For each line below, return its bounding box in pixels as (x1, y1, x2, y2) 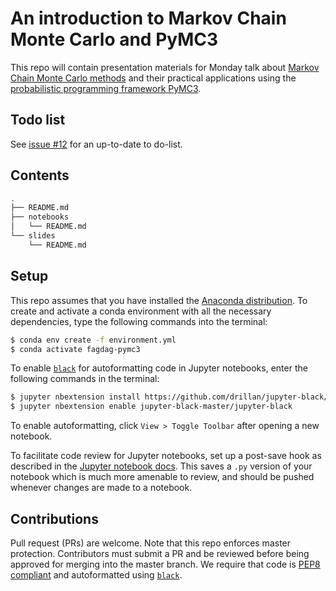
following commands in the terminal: (10, 373, 160, 385)
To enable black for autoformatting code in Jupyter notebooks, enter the (10, 362, 308, 374)
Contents (10, 167, 70, 184)
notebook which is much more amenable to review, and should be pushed (10, 471, 315, 483)
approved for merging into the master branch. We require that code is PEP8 (10, 558, 321, 570)
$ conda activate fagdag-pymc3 (10, 344, 141, 354)
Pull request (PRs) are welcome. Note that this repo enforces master (10, 537, 292, 549)
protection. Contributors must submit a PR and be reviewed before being (10, 547, 310, 559)
